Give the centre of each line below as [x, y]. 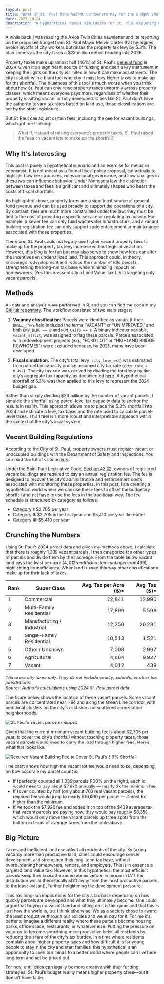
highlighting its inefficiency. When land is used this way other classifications [82, 568]
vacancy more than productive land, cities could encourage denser [73, 855]
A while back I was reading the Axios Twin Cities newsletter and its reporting [82, 37]
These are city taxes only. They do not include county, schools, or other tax [81, 677]
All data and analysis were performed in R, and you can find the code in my [81, 305]
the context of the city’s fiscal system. [44, 421]
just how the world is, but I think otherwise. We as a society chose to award [81, 911]
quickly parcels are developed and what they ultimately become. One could [81, 900]
